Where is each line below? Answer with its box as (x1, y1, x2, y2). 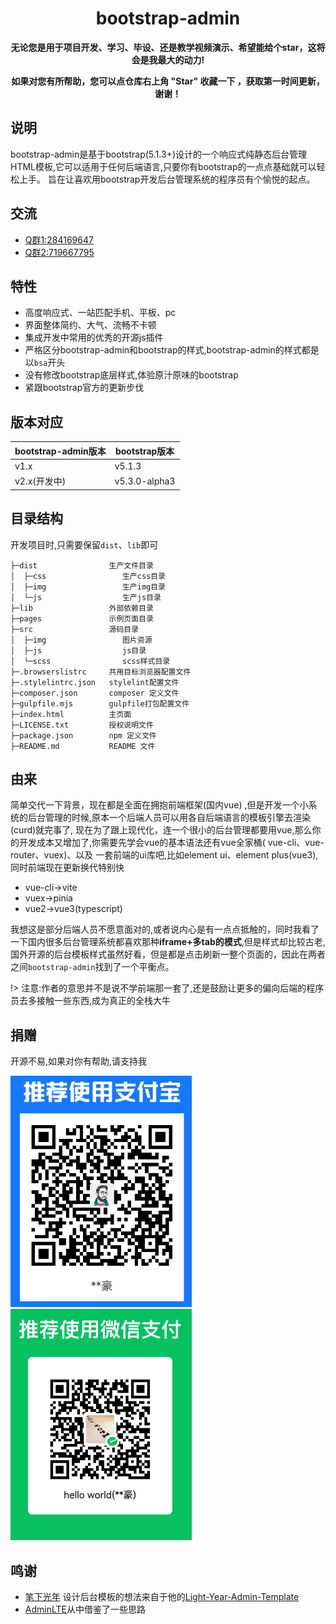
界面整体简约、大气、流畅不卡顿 (24, 319, 157, 331)
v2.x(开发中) (14, 475, 67, 487)
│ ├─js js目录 (10, 645, 147, 656)
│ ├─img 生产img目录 (10, 582, 167, 592)
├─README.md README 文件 (10, 741, 156, 751)
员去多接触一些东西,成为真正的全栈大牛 (10, 995, 172, 1007)
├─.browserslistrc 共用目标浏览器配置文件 (10, 667, 192, 677)
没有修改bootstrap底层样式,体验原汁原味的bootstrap (24, 369, 239, 381)
